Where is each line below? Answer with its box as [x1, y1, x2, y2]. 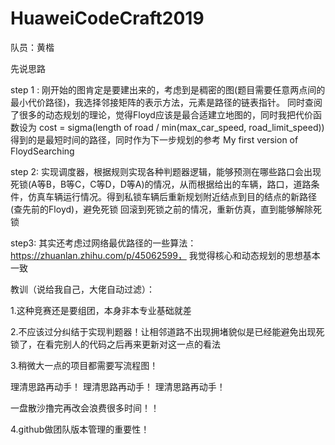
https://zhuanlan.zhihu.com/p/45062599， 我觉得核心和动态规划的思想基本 [10, 249, 321, 261]
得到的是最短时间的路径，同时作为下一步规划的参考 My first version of [10, 133, 299, 146]
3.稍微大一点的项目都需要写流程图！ [10, 359, 159, 371]
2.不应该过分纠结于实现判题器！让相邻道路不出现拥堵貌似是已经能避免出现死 [10, 325, 325, 337]
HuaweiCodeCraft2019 [10, 7, 205, 30]
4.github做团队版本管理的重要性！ [10, 423, 150, 435]
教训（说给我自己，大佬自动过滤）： [10, 283, 155, 295]
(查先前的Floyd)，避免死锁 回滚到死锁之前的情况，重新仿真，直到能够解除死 [10, 203, 323, 215]
